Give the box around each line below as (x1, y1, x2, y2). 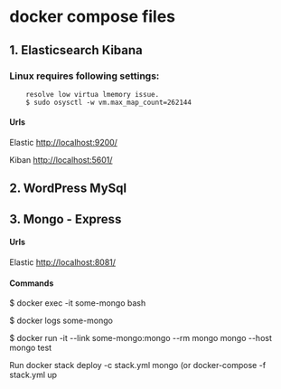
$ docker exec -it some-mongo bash (9, 298, 146, 308)
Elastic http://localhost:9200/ (9, 138, 117, 148)
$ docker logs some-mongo (9, 315, 113, 327)
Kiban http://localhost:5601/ (9, 155, 113, 166)
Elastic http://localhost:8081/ (9, 257, 116, 268)
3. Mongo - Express (9, 211, 122, 227)
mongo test (9, 342, 52, 354)
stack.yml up (9, 369, 57, 381)
